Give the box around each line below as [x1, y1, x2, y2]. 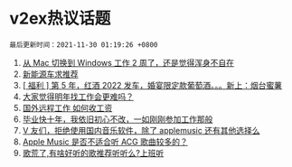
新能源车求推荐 [22, 69, 79, 79]
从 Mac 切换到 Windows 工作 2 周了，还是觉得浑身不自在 [22, 57, 235, 68]
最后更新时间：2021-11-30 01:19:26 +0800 [9, 40, 158, 50]
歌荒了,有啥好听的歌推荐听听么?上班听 [22, 147, 165, 158]
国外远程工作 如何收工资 [22, 102, 113, 113]
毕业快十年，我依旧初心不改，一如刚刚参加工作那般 [22, 114, 213, 125]
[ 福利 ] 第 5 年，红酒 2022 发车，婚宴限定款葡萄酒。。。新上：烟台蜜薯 [22, 79, 283, 90]
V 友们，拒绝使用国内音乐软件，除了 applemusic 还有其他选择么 [22, 125, 260, 135]
